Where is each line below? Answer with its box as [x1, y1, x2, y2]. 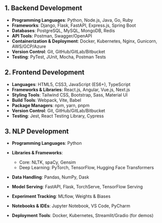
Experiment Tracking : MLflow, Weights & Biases [11, 193, 111, 199]
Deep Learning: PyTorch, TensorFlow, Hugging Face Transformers [19, 165, 154, 171]
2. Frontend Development [4, 68, 85, 77]
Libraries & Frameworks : [11, 150, 63, 156]
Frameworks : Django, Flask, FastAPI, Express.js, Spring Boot [11, 22, 136, 28]
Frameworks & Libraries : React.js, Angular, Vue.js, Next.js [11, 87, 130, 92]
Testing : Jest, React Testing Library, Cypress [11, 113, 104, 119]
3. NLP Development [4, 127, 69, 135]
